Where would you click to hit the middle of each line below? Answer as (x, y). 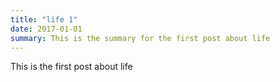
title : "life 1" (44, 19)
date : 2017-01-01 (46, 29)
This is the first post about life (71, 67)
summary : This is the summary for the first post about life (140, 38)
